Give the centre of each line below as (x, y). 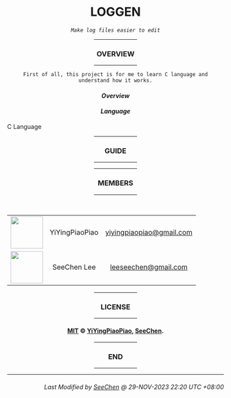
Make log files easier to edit (115, 30)
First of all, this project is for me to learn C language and (115, 75)
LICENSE (115, 307)
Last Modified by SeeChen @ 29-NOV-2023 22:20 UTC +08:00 (134, 387)
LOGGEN (115, 12)
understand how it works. (115, 81)
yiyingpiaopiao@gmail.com (149, 233)
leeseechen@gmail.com (148, 267)
